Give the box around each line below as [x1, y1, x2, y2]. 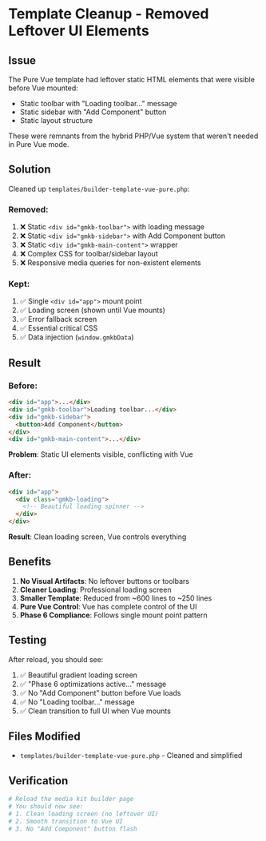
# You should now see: [8, 803, 84, 811]
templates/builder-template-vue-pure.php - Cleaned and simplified [19, 751, 243, 760]
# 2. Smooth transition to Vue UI [8, 817, 124, 825]
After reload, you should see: [8, 654, 104, 664]
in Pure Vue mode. [8, 140, 69, 149]
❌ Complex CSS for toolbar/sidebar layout [19, 249, 158, 259]
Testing [8, 633, 47, 647]
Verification [8, 774, 69, 787]
